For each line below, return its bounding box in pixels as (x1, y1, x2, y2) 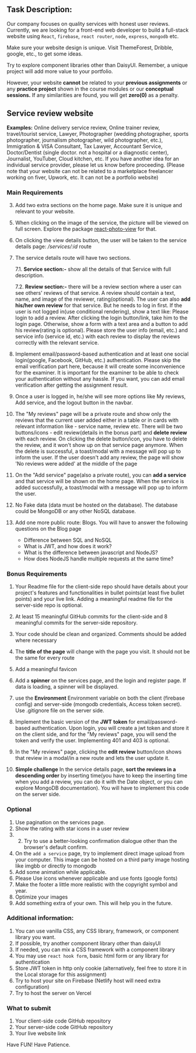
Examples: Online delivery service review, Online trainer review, (6, 124, 160, 131)
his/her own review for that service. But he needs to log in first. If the (15, 301, 183, 309)
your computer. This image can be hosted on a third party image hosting (15, 856, 190, 863)
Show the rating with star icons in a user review (15, 825, 129, 832)
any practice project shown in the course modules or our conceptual (6, 85, 174, 92)
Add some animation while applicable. (15, 868, 107, 875)
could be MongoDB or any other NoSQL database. (15, 507, 136, 514)
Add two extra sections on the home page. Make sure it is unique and (15, 201, 183, 208)
